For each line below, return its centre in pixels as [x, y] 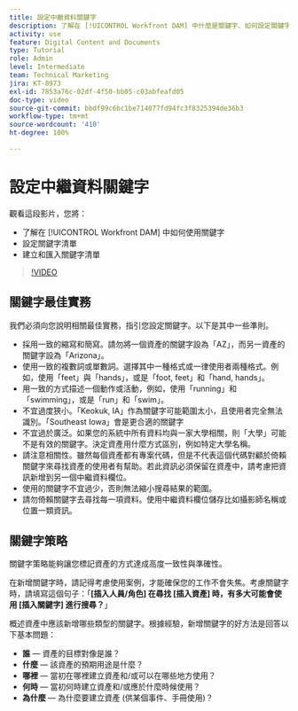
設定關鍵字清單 [49, 243]
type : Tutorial [37, 51]
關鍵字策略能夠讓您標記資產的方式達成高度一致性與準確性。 [118, 564]
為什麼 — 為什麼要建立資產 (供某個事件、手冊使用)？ [118, 698]
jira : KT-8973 [35, 83]
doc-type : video [39, 100]
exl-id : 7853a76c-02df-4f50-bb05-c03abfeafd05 [97, 91]
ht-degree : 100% [39, 133]
